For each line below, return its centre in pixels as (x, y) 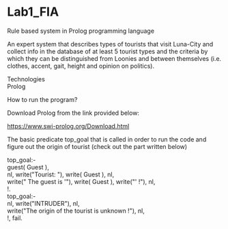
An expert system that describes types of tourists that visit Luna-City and (110, 44)
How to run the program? (42, 99)
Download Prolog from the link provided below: (73, 113)
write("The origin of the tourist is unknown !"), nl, (76, 211)
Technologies (26, 79)
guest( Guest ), (28, 167)
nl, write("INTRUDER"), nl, (43, 203)
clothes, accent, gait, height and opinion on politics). (81, 66)
